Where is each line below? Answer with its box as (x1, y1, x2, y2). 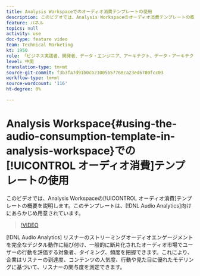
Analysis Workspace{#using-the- (6, 117, 177, 131)
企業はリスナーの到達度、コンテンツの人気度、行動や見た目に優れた (6, 256, 173, 263)
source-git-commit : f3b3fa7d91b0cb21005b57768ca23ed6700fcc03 (6, 70, 164, 76)
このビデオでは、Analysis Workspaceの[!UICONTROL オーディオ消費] (6, 195, 177, 202)
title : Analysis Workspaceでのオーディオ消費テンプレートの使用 (6, 8, 152, 15)
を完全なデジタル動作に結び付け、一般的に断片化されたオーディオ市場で (6, 241, 183, 248)
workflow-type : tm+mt (6, 75, 60, 81)
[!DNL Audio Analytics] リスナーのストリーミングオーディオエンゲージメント (6, 233, 193, 241)
